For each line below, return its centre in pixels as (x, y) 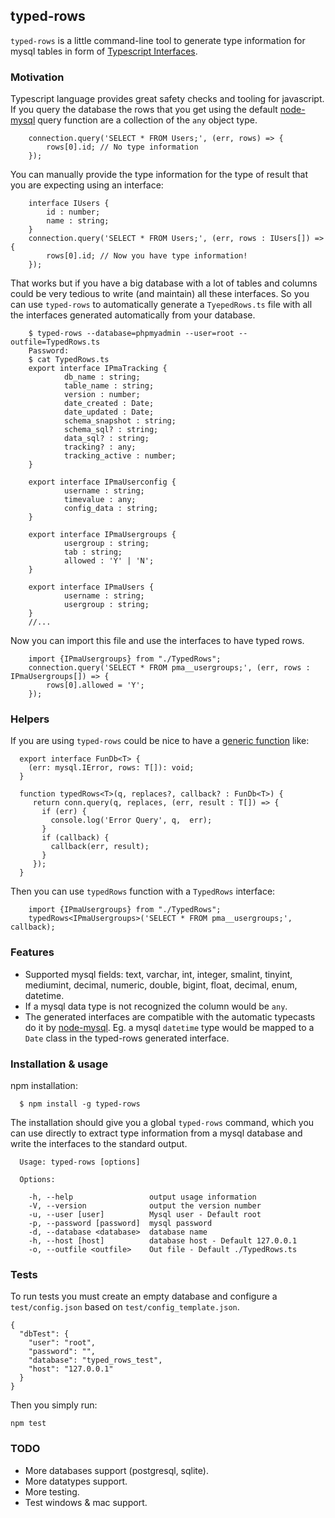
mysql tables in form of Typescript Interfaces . (104, 51)
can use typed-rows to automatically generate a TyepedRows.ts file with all (161, 305)
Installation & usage (59, 1064)
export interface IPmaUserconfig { (102, 482)
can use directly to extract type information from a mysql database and (156, 1133)
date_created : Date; (109, 404)
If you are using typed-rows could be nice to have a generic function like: (160, 741)
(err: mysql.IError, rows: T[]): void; (111, 768)
